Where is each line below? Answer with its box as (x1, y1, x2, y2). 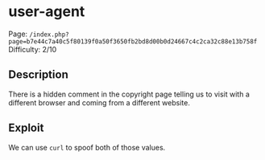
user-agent (8, 2, 85, 21)
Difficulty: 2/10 (8, 44, 57, 54)
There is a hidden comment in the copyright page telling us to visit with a (8, 89, 250, 99)
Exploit (8, 121, 44, 135)
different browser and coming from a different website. (8, 97, 191, 107)
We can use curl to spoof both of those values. (8, 142, 166, 152)
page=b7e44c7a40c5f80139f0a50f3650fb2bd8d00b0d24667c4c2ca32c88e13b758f (8, 37, 258, 46)
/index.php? (29, 31, 70, 39)
